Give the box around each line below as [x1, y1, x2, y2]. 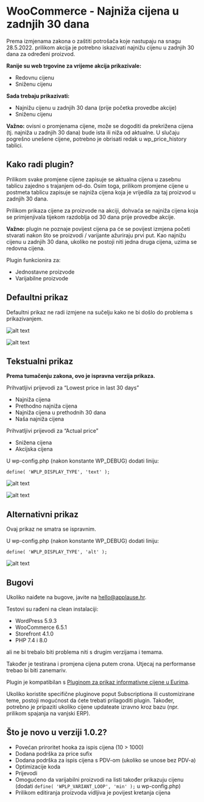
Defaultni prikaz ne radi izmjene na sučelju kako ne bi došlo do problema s [6, 308, 193, 316]
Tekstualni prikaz [6, 356, 74, 366]
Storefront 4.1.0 [15, 630, 54, 637]
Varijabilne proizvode [15, 274, 69, 282]
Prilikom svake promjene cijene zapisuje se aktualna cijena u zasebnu [6, 176, 181, 183]
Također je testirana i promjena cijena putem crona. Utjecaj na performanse [6, 660, 196, 667]
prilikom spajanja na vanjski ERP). [6, 710, 91, 717]
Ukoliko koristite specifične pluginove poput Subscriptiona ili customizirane [6, 690, 195, 697]
